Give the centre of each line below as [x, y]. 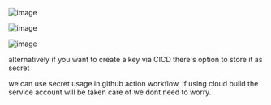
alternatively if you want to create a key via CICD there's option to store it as [135, 59]
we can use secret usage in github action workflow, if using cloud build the [133, 84]
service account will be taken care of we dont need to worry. [110, 92]
